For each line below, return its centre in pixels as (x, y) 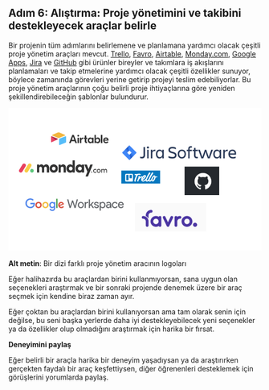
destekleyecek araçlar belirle (82, 26)
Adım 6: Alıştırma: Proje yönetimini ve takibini (125, 13)
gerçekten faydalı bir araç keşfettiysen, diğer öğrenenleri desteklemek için (131, 369)
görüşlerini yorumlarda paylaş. (59, 377)
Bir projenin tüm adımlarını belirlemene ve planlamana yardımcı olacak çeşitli (134, 45)
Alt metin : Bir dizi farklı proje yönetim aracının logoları (98, 263)
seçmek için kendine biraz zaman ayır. (71, 297)
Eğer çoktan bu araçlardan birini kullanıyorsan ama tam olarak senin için (127, 312)
